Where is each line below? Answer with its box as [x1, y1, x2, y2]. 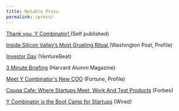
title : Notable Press [6, 8, 59, 15]
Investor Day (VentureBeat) [6, 53, 72, 60]
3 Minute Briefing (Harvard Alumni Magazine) [6, 64, 116, 71]
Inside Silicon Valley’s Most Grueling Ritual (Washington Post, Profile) [6, 41, 173, 48]
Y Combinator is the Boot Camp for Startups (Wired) [6, 98, 132, 105]
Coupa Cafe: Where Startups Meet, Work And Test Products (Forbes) [6, 86, 174, 93]
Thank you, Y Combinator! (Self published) [6, 30, 110, 37]
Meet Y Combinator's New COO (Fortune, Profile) [6, 75, 126, 82]
